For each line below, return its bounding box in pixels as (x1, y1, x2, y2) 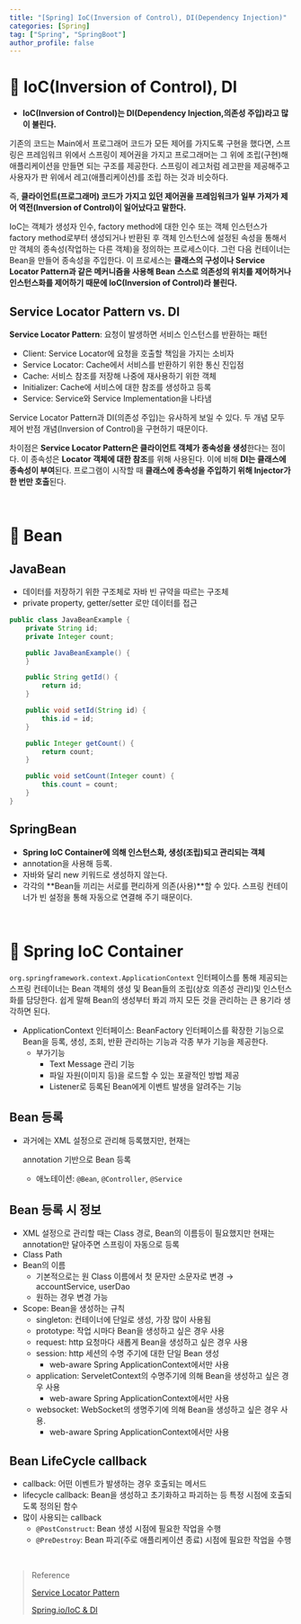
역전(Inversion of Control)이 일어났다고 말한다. (18, 202, 187, 213)
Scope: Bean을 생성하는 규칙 (22, 1303, 126, 1314)
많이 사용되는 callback (22, 1512, 102, 1522)
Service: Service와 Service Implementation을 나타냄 (22, 393, 213, 404)
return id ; (41, 681, 83, 690)
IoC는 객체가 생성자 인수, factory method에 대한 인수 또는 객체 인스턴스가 (9, 221, 268, 232)
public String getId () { (25, 673, 119, 682)
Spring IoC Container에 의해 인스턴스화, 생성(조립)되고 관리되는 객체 (22, 847, 265, 857)
